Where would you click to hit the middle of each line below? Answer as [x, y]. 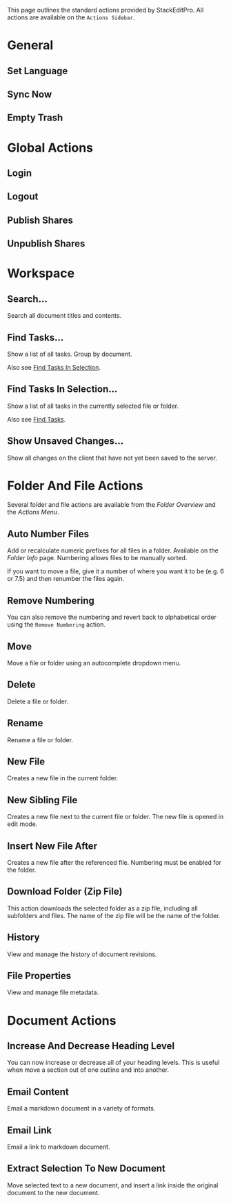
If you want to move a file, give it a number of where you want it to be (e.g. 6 [115, 571]
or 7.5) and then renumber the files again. [66, 579]
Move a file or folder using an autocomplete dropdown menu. [94, 663]
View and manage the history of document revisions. [82, 954]
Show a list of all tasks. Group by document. [70, 354]
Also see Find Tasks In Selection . [54, 367]
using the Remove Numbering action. [56, 625]
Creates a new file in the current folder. [63, 778]
